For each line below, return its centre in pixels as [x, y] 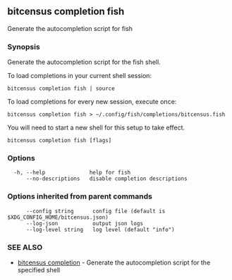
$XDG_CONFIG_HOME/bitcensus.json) [58, 217]
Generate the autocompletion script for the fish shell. [84, 62]
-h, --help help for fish [72, 173]
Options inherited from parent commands [80, 196]
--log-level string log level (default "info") [100, 229]
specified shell [39, 270]
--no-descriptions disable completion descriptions [107, 179]
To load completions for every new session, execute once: [92, 102]
